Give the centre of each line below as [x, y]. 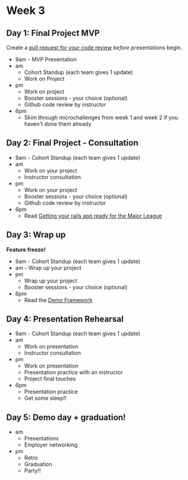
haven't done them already [58, 124]
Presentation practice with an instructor [73, 372]
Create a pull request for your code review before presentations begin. [94, 47]
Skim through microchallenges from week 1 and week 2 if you [101, 117]
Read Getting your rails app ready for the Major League [93, 216]
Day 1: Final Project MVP [53, 33]
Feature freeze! [26, 249]
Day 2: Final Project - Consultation [72, 143]
